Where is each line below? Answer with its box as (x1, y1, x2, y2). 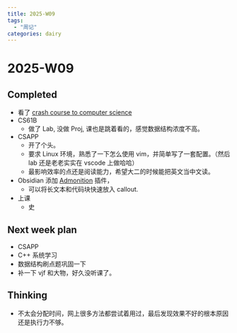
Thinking (7, 289, 48, 301)
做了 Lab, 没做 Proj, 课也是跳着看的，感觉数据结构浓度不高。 (28, 124, 204, 133)
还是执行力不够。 (17, 317, 68, 326)
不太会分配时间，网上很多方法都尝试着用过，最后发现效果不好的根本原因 (17, 309, 229, 317)
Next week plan (7, 223, 78, 235)
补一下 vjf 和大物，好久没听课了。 (17, 269, 116, 277)
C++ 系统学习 (17, 251, 58, 259)
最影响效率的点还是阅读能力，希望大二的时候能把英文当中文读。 (28, 168, 214, 176)
